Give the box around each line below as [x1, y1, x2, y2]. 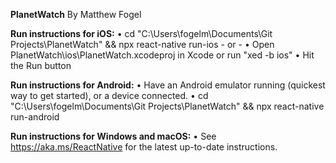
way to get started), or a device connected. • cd [10, 90, 209, 101]
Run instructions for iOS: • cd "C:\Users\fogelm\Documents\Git [10, 28, 273, 39]
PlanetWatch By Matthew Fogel [10, 9, 142, 20]
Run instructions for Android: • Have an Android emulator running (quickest [10, 79, 326, 91]
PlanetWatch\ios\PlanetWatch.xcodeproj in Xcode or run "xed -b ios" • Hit [10, 49, 315, 61]
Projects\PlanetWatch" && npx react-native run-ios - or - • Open [10, 39, 275, 50]
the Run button [10, 60, 72, 71]
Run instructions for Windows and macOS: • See [10, 130, 217, 142]
